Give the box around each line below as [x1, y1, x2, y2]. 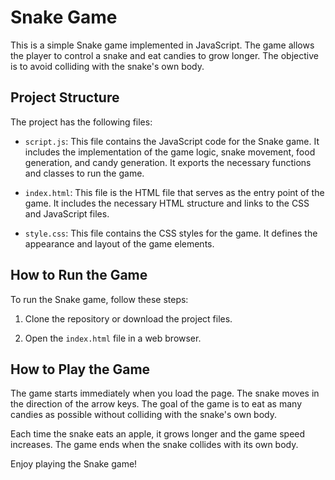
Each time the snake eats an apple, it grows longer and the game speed [10, 428, 306, 440]
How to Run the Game [10, 267, 148, 284]
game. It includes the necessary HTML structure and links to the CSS [24, 197, 310, 209]
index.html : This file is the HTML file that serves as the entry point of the [24, 186, 325, 198]
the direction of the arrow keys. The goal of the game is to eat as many [10, 398, 302, 410]
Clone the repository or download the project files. [24, 312, 233, 325]
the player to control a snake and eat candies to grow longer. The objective [10, 49, 319, 61]
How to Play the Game [10, 361, 151, 378]
